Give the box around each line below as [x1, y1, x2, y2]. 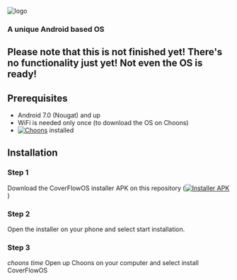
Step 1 [7, 168, 29, 177]
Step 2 [7, 209, 30, 218]
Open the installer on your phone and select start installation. [7, 225, 185, 233]
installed [49, 126, 74, 134]
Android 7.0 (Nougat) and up [17, 111, 101, 119]
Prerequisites [7, 92, 68, 104]
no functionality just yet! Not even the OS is [7, 57, 203, 69]
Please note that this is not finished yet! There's [7, 46, 223, 58]
